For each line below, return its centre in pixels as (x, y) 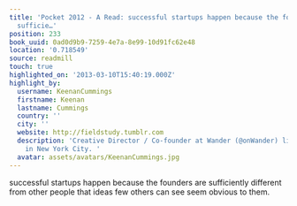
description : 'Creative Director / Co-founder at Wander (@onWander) (148, 141)
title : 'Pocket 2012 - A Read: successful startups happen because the (144, 17)
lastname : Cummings (53, 108)
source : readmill (41, 58)
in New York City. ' (63, 149)
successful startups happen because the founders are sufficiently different (145, 182)
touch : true (31, 67)
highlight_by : (35, 83)
